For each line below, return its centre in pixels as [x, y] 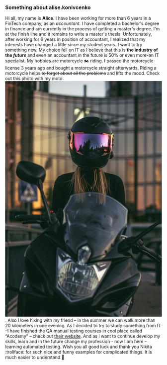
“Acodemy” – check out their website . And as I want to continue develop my [83, 336]
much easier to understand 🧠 [35, 358]
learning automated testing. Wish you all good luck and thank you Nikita [79, 347]
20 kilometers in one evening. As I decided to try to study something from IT [83, 326]
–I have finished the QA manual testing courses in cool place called [74, 331]
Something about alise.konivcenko [48, 7]
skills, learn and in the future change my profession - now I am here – [76, 342]
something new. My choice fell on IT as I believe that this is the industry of [82, 50]
